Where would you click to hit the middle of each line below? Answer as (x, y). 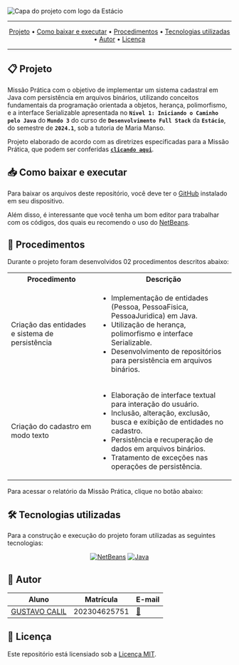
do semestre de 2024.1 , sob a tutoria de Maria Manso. (86, 128)
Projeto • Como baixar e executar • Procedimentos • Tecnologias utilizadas (119, 31)
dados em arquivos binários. (159, 449)
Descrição (163, 280)
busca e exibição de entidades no (168, 422)
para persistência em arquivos (161, 360)
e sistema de (32, 334)
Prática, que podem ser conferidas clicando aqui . (81, 149)
